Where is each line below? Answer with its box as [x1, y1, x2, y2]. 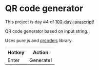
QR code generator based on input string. [5, 28, 89, 34]
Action [33, 49, 49, 56]
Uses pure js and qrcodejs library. [5, 37, 73, 43]
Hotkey [7, 49, 25, 56]
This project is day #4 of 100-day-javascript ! [5, 19, 95, 25]
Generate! [29, 56, 52, 63]
